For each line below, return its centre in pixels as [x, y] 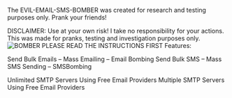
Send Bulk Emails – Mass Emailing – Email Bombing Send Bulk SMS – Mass [115, 59]
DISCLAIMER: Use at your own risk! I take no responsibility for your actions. [116, 31]
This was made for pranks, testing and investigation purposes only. [104, 38]
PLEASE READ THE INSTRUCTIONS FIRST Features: [117, 46]
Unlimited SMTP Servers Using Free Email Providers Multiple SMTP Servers [116, 80]
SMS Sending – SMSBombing [50, 66]
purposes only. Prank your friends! [57, 17]
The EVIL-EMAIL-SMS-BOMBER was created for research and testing [107, 10]
